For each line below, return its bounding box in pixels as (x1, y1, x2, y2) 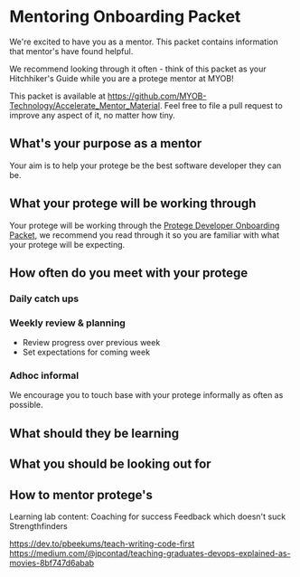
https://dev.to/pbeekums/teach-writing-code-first (9, 538, 195, 549)
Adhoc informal (9, 369, 80, 382)
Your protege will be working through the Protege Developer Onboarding (9, 220, 280, 231)
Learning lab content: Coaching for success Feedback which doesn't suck (9, 511, 286, 522)
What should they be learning (9, 425, 180, 440)
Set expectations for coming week (22, 346, 151, 358)
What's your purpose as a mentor (9, 136, 202, 151)
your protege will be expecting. (9, 239, 126, 250)
